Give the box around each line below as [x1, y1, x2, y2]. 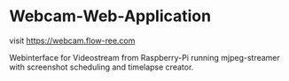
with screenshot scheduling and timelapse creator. [9, 62, 194, 72]
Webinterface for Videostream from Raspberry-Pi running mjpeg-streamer [9, 52, 281, 63]
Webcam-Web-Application [9, 6, 211, 26]
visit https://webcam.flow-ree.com [9, 35, 136, 46]
